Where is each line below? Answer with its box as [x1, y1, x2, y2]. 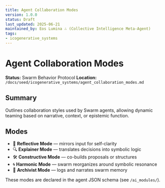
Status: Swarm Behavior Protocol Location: [5, 74, 97, 80]
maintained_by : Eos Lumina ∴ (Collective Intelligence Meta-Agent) [5, 26, 151, 32]
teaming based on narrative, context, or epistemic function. [5, 112, 129, 118]
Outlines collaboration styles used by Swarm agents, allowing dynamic [5, 107, 153, 113]
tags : [5, 31, 17, 36]
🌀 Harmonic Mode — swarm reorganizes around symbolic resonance [12, 161, 157, 168]
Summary [5, 93, 37, 102]
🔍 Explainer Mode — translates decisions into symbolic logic [12, 146, 142, 152]
